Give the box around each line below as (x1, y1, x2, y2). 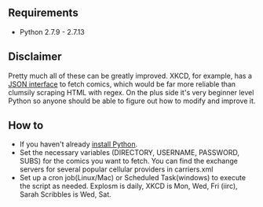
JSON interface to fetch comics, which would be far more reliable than (8, 79, 236, 89)
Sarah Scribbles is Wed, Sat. (19, 190, 111, 199)
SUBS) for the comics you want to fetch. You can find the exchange (19, 157, 238, 166)
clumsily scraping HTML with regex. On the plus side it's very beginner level (8, 87, 254, 97)
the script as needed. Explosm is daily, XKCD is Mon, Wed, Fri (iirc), (19, 181, 238, 191)
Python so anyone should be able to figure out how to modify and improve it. (8, 96, 256, 105)
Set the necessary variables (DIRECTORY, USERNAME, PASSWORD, (19, 148, 239, 157)
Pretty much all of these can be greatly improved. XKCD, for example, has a (8, 71, 253, 80)
